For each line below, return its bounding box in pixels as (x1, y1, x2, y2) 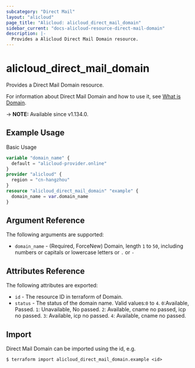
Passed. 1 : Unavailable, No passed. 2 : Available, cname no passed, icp (14, 306, 186, 313)
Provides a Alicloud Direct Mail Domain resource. (11, 36, 139, 42)
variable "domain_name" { (6, 155, 70, 161)
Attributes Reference (6, 266, 85, 276)
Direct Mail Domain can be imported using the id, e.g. (6, 345, 136, 353)
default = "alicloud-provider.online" (11, 161, 108, 167)
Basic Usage (6, 143, 37, 151)
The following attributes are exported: (6, 282, 98, 289)
